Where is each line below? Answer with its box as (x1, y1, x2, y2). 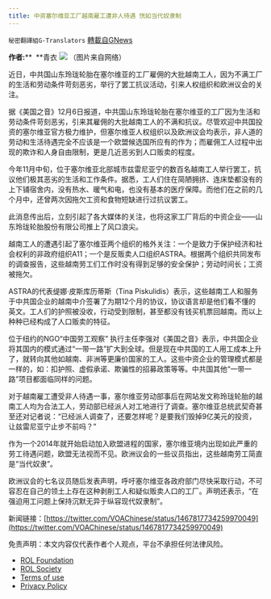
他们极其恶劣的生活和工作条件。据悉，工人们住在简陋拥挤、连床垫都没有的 (15, 174, 263, 184)
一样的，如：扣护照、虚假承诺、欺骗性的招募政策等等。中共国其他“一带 (8, 364, 245, 374)
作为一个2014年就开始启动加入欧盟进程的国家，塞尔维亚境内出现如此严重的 (8, 438, 258, 448)
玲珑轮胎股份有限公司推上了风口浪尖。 (15, 221, 143, 231)
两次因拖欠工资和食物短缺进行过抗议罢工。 (50, 195, 192, 204)
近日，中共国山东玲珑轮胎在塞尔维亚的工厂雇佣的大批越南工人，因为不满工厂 (8, 69, 263, 79)
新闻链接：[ (8, 513, 47, 523)
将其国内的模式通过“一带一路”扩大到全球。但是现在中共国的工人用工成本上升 (8, 344, 262, 354)
